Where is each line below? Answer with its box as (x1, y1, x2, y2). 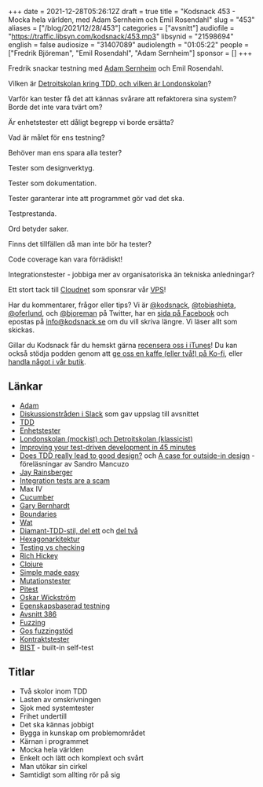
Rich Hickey (19, 551, 59, 560)
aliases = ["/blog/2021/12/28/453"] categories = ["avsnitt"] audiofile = (8, 24, 235, 32)
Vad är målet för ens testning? (8, 133, 105, 142)
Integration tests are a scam (19, 475, 110, 485)
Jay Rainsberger (19, 467, 73, 477)
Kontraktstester (19, 634, 70, 643)
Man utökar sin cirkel (19, 761, 88, 771)
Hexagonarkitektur (19, 534, 80, 544)
